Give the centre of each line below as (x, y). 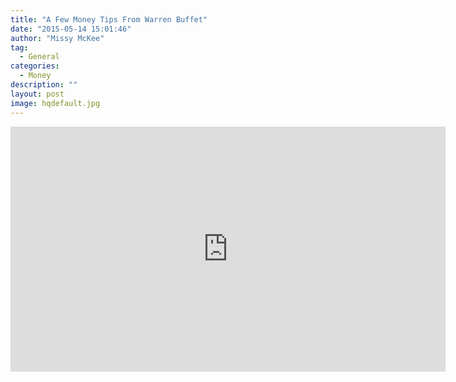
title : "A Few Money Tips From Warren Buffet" (109, 19)
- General (39, 57)
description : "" (44, 85)
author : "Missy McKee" (57, 38)
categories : (35, 66)
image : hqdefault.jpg (55, 103)
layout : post (37, 94)
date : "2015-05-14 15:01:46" (71, 29)
